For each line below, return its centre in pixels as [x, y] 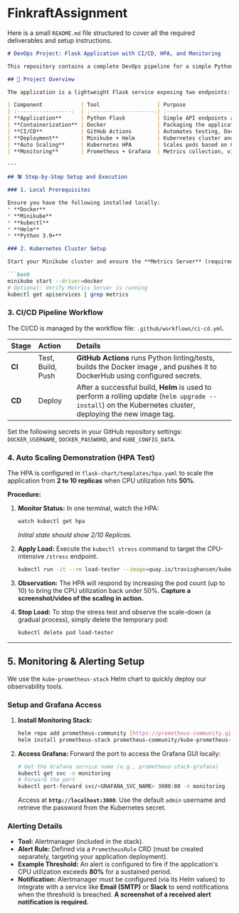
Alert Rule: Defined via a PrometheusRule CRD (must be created [111, 849]
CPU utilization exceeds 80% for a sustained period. [95, 872]
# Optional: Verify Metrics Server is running [78, 288]
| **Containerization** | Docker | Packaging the [106, 125]
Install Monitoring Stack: [55, 720]
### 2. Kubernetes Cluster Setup [57, 249]
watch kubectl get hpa [51, 522]
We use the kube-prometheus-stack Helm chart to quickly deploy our [107, 679]
